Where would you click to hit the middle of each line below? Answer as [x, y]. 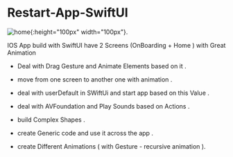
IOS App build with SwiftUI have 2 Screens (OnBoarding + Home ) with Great [116, 45]
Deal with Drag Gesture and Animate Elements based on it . [102, 66]
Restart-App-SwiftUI [68, 13]
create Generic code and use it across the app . [85, 133]
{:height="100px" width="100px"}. [79, 32]
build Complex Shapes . [51, 120]
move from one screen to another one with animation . [95, 79]
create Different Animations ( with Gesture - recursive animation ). [111, 146]
